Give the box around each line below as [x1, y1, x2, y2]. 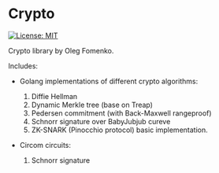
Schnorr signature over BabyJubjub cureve [31, 116, 171, 126]
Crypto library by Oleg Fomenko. [8, 46, 114, 55]
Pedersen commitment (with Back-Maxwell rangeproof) [31, 108, 212, 118]
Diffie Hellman [31, 91, 78, 101]
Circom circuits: [19, 140, 72, 149]
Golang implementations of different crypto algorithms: [19, 76, 199, 86]
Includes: [8, 61, 38, 71]
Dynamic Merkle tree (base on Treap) [31, 100, 154, 109]
